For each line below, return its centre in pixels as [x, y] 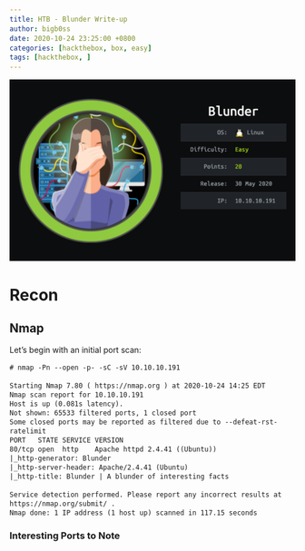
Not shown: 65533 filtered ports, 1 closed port [103, 413]
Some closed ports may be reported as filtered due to [115, 422]
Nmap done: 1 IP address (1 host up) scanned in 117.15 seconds [133, 513]
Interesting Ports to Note [65, 536]
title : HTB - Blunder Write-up [69, 19]
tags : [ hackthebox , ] [50, 58]
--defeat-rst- [251, 422]
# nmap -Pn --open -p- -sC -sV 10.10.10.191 [95, 368]
